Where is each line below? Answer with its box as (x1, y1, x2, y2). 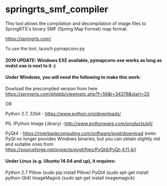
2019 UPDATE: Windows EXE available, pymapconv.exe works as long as (5, 57, 162, 63)
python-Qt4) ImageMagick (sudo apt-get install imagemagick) (5, 174, 135, 181)
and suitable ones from (5, 141, 54, 147)
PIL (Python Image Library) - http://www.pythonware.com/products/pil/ (5, 120, 153, 127)
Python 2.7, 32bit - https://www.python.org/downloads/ (5, 110, 121, 116)
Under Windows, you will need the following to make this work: (5, 74, 141, 80)
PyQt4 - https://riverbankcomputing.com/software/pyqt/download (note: (5, 130, 157, 136)
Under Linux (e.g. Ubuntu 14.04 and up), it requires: (5, 158, 116, 164)
